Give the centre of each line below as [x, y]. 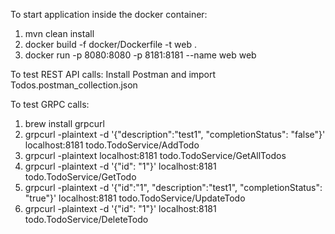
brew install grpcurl [64, 123]
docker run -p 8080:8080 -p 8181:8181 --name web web [140, 55]
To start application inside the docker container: [109, 14]
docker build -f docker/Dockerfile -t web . [110, 44]
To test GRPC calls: [50, 104]
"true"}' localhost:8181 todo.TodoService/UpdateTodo [135, 198]
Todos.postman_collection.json [74, 85]
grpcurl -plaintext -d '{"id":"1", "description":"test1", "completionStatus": [173, 187]
